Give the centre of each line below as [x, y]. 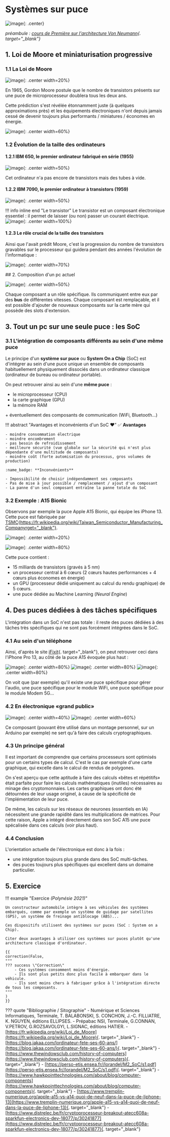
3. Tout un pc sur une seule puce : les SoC [73, 326]
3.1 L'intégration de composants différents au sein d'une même [84, 341]
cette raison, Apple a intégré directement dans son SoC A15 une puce [78, 819]
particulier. [24, 870]
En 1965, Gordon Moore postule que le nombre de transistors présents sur [83, 90]
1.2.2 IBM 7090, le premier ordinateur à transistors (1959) [67, 189]
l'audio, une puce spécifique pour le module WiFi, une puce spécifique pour [84, 688]
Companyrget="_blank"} [31, 528]
